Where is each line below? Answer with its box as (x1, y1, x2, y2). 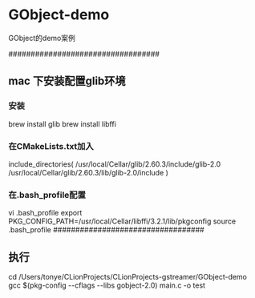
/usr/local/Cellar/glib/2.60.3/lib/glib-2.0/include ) (8, 167, 168, 177)
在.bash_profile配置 (8, 189, 87, 200)
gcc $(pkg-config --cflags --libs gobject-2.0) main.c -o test (8, 280, 206, 290)
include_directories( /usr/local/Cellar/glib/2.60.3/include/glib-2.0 (8, 159, 221, 169)
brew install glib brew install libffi (8, 119, 116, 129)
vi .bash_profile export (8, 208, 83, 218)
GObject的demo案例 (8, 33, 76, 42)
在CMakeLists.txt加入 (8, 140, 94, 151)
